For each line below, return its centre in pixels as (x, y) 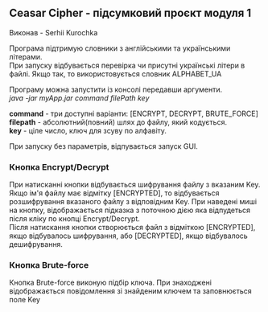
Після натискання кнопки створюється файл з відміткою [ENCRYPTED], (132, 228)
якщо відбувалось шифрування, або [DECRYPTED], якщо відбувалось (128, 236)
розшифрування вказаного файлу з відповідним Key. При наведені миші (133, 202)
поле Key (25, 300)
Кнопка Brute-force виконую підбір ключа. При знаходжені (111, 283)
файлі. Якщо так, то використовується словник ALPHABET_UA (115, 74)
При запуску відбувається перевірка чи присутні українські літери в (127, 65)
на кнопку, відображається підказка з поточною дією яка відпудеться (130, 210)
